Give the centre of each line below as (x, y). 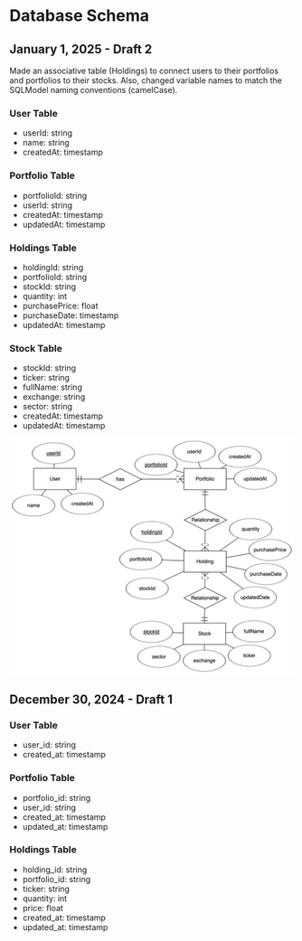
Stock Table (36, 348)
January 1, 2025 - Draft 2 (81, 49)
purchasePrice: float (60, 306)
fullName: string (52, 387)
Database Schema (80, 16)
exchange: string (54, 397)
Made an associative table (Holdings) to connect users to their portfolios (144, 71)
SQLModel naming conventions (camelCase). (94, 90)
